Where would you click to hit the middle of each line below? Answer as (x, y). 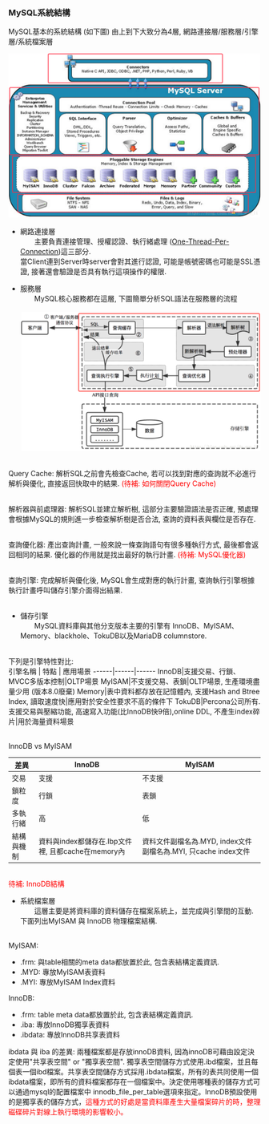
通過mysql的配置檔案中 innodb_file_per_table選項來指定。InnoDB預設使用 (136, 1092)
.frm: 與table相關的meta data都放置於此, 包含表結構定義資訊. (120, 962)
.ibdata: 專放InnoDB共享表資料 (70, 1035)
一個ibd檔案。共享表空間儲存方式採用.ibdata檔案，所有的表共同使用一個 (140, 1072)
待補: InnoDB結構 (36, 884)
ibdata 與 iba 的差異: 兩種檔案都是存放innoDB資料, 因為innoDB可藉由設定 (128, 1052)
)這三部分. (74, 252)
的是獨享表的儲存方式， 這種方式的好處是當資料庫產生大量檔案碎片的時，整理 (134, 1102)
